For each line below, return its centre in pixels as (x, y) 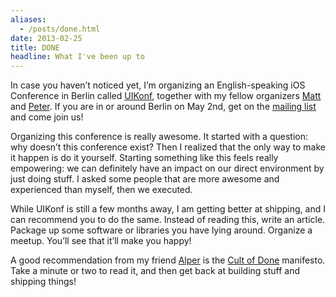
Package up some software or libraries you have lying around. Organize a (161, 230)
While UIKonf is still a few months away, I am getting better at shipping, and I (168, 209)
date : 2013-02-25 (46, 38)
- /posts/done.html (60, 29)
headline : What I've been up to (77, 57)
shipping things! (43, 282)
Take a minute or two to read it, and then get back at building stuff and (155, 271)
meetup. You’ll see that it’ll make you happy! (101, 241)
